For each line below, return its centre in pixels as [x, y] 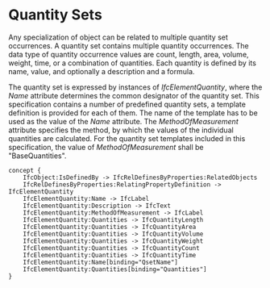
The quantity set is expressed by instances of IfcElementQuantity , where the [135, 87]
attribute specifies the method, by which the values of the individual [121, 130]
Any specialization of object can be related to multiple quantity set [118, 37]
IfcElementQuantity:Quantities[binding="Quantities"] [115, 269]
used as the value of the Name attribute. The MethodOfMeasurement [124, 121]
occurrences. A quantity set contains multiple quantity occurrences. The [129, 45]
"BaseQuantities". [37, 156]
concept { [25, 170]
